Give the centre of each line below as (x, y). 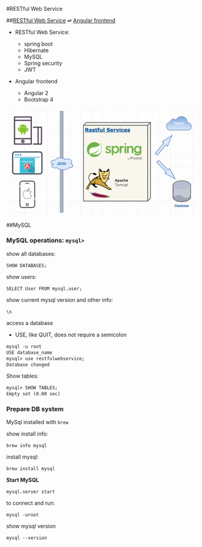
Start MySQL (23, 480)
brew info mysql (27, 446)
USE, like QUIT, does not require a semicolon (71, 335)
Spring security (43, 63)
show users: (21, 277)
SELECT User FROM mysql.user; (44, 289)
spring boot (38, 44)
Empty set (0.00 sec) (33, 394)
